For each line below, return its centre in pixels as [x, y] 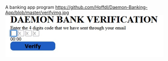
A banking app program [30, 7]
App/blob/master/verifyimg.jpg [37, 12]
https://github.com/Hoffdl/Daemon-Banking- [101, 7]
